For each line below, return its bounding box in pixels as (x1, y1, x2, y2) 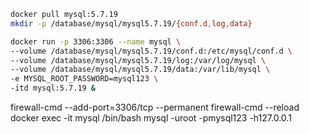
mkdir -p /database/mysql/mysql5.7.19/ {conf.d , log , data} (10, 18, 253, 29)
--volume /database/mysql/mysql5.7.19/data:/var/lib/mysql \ (10, 65, 271, 75)
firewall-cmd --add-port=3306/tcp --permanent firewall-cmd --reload (10, 101, 300, 113)
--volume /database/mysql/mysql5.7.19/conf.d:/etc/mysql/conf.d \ (10, 46, 293, 56)
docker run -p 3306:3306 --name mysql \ (10, 36, 182, 47)
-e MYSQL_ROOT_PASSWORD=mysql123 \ (10, 74, 159, 84)
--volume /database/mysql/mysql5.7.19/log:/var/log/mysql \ (10, 55, 267, 65)
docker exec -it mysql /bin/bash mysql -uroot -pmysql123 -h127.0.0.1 (10, 112, 292, 124)
